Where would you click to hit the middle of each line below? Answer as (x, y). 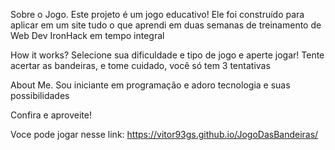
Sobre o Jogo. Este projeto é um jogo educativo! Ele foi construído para (157, 14)
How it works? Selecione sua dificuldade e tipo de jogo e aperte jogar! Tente (167, 55)
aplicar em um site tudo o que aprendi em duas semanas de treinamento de (166, 25)
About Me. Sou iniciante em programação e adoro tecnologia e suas (150, 85)
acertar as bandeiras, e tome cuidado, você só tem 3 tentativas (140, 65)
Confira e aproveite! (51, 115)
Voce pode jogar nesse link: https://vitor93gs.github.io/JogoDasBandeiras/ (164, 134)
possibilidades (40, 95)
